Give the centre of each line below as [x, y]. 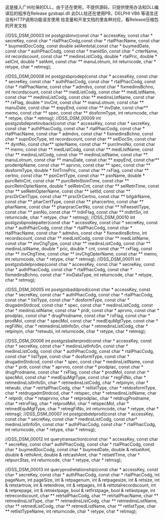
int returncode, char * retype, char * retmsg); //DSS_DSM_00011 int [73, 259]
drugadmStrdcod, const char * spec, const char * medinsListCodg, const [79, 305]
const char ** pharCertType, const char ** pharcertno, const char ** [74, 202]
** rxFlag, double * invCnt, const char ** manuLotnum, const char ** [74, 102]
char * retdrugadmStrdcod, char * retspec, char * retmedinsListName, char [81, 393]
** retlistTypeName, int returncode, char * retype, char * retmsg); [71, 511]
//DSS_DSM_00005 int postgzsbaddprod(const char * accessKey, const [78, 289]
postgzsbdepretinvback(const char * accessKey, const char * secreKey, [78, 123]
